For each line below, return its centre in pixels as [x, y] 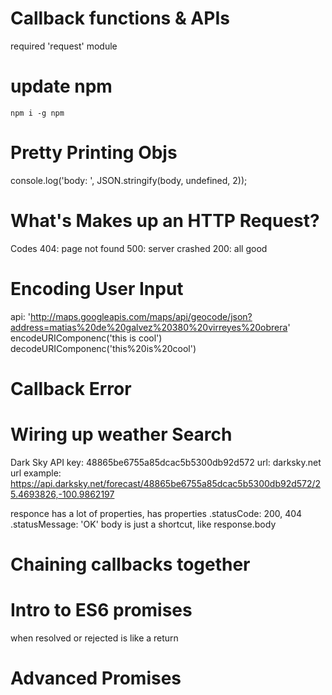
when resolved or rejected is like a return [94, 638]
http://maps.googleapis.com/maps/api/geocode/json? [141, 316]
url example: [36, 473]
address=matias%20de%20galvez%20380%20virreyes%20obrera [149, 327]
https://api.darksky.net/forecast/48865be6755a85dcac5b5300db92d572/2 [166, 483]
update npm [61, 86]
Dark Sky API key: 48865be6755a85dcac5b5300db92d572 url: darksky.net [166, 462]
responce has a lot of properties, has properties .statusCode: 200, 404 [156, 513]
